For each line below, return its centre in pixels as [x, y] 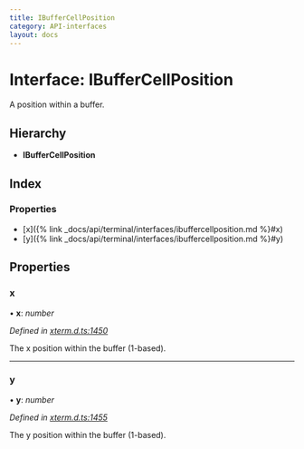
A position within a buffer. [57, 104]
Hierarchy [38, 133]
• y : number [32, 399]
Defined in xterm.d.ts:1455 [59, 417]
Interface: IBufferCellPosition [121, 79]
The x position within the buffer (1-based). [88, 348]
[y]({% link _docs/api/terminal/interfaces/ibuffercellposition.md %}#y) [152, 239]
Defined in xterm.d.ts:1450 [59, 330]
